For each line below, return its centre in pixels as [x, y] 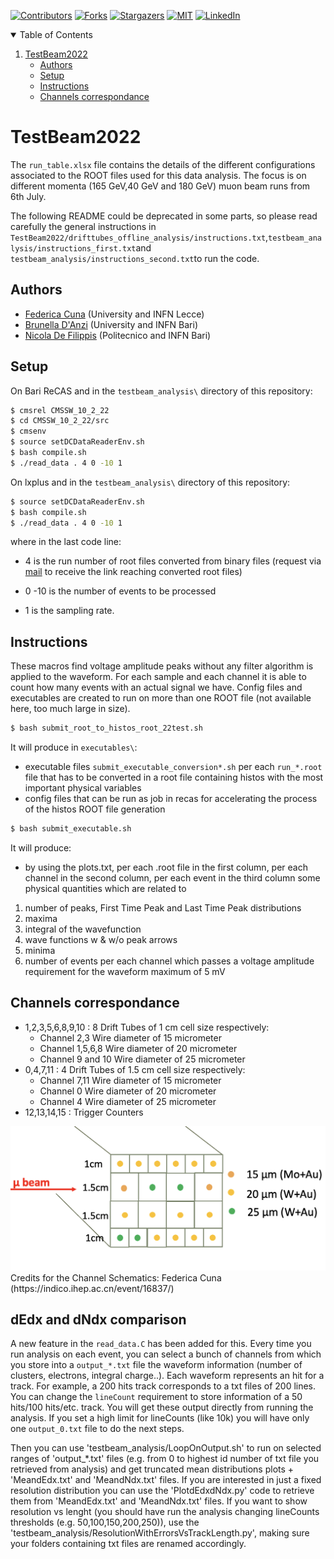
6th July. [28, 196]
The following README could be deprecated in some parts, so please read [164, 216]
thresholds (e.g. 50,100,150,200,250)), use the [105, 1522]
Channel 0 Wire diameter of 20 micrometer [128, 1091]
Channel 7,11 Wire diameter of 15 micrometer [130, 1080]
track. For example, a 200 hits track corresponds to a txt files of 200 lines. [163, 1386]
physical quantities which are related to [105, 888]
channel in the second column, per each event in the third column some [172, 878]
